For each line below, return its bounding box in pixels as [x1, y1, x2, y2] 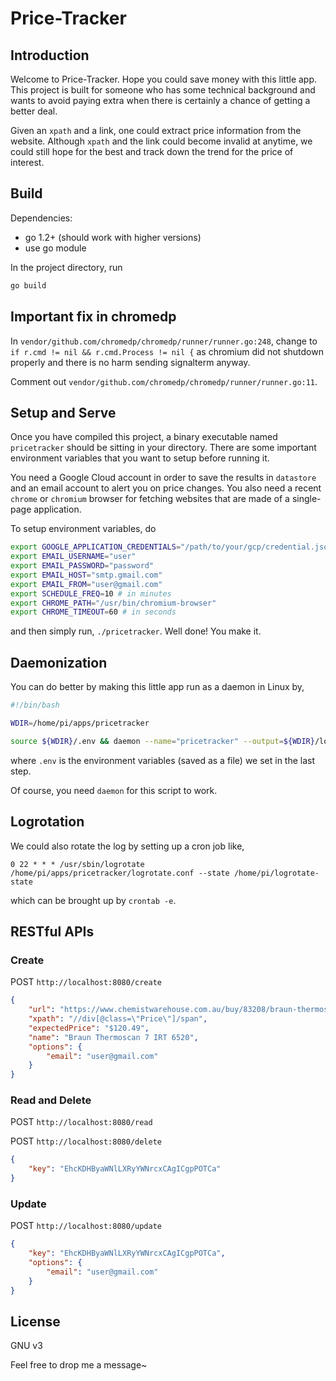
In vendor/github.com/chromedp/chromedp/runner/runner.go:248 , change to [10, 335, 318, 347]
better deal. [10, 105, 58, 117]
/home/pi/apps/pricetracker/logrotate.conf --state [10, 868, 230, 878]
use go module [24, 242, 87, 254]
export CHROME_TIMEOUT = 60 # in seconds [10, 607, 177, 617]
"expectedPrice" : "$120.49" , [28, 1023, 150, 1033]
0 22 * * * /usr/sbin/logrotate [10, 859, 145, 869]
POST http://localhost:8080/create [10, 976, 162, 988]
